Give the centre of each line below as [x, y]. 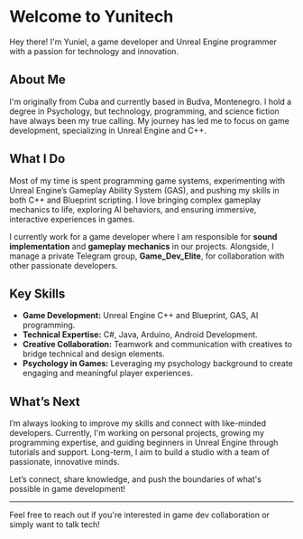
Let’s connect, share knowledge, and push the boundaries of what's [135, 479]
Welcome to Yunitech [92, 17]
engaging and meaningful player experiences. [108, 374]
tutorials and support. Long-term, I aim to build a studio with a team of [140, 452]
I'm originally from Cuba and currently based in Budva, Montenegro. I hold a [151, 101]
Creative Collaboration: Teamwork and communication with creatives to [157, 345]
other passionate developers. [64, 265]
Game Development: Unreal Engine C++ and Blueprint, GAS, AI [140, 316]
